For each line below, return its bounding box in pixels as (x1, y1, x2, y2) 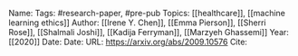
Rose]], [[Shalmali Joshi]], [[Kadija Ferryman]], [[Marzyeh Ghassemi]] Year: (8, 27, 289, 37)
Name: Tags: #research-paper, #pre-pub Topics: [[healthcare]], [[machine (8, 8, 286, 18)
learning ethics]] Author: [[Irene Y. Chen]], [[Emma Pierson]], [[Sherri (8, 17, 266, 28)
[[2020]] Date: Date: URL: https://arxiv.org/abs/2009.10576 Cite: (8, 36, 248, 47)
